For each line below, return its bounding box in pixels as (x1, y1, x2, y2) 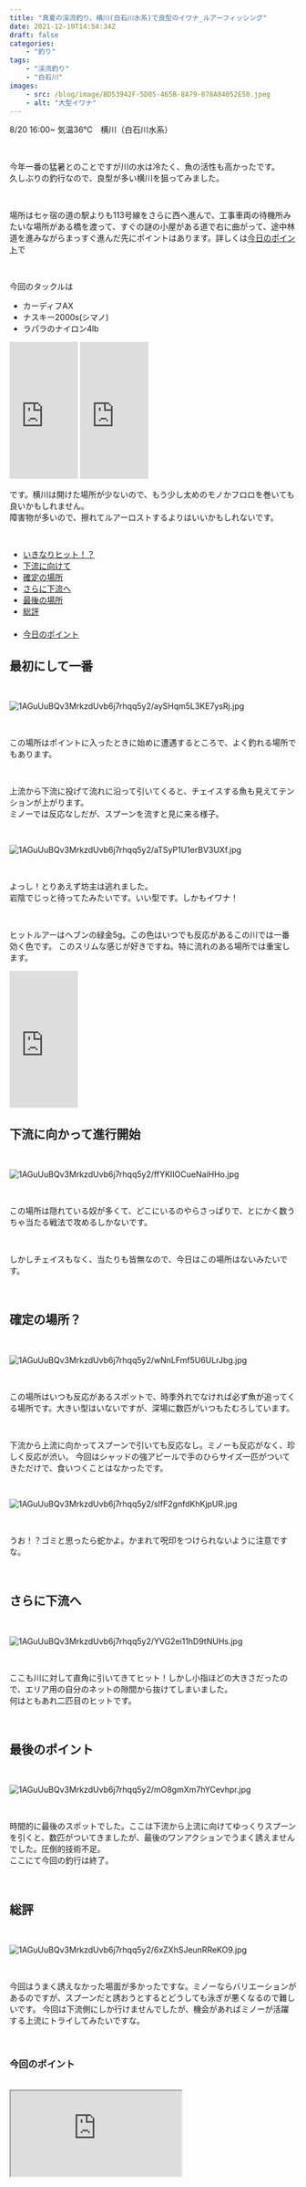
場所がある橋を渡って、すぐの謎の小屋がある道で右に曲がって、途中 (33, 221, 288, 233)
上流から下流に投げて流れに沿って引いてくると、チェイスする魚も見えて (9, 786, 280, 797)
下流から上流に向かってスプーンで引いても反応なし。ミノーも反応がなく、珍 (9, 1439, 296, 1451)
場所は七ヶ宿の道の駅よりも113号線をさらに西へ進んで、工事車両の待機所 (9, 210, 284, 221)
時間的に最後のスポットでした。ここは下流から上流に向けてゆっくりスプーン (9, 1821, 297, 1832)
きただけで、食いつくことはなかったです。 (9, 1462, 168, 1474)
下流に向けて (22, 560, 71, 571)
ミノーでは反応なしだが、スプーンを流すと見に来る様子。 (9, 808, 225, 819)
